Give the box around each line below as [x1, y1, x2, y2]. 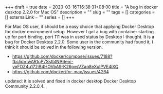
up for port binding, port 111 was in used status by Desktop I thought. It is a [5, 34, 155, 40]
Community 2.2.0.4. [5, 83, 45, 89]
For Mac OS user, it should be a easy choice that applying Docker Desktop [5, 24, 154, 29]
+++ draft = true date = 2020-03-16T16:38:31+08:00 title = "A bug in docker [5, 4, 158, 10]
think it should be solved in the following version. [5, 44, 103, 50]
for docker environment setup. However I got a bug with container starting [5, 29, 154, 34]
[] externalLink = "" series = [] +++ [5, 14, 74, 20]
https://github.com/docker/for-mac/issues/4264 [12, 69, 109, 74]
